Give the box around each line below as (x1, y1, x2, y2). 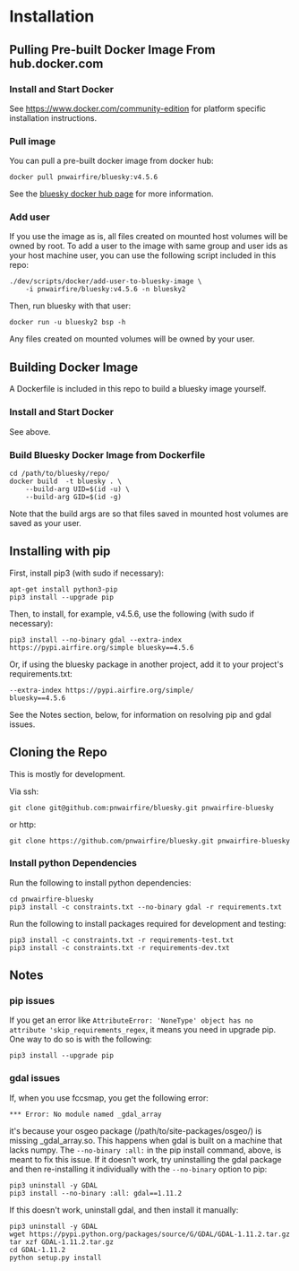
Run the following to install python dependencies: (9, 877, 192, 888)
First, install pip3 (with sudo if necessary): (9, 567, 164, 578)
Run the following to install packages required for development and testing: (9, 918, 286, 929)
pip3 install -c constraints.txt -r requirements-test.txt (9, 935, 235, 945)
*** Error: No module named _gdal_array (9, 1110, 163, 1119)
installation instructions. (9, 112, 98, 123)
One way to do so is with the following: (9, 1033, 152, 1045)
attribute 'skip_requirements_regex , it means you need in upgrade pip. (9, 1025, 277, 1035)
